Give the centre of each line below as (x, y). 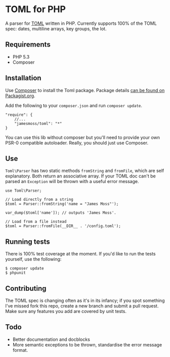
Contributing (26, 288)
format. (20, 350)
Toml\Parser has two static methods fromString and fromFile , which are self (85, 171)
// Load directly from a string (39, 200)
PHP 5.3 (21, 57)
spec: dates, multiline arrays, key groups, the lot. (56, 28)
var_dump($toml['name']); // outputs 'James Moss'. (61, 213)
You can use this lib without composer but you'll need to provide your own (83, 137)
